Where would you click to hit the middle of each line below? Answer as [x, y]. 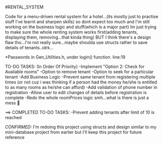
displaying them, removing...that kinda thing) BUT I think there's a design [78, 37]
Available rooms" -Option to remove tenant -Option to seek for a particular [80, 72]
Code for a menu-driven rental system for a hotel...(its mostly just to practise [82, 16]
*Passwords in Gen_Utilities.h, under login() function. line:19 [65, 57]
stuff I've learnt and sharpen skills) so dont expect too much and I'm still [77, 22]
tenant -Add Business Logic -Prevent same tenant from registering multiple [80, 77]
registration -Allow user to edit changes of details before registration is [76, 93]
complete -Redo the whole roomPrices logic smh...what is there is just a [77, 98]
